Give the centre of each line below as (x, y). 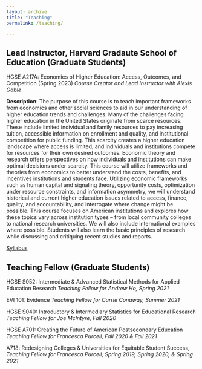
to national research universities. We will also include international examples (101, 224)
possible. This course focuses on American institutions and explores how (97, 211)
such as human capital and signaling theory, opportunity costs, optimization (101, 185)
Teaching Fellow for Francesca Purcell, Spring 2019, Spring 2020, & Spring (100, 354)
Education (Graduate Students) (66, 62)
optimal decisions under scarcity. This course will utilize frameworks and (97, 166)
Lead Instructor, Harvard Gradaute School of (92, 53)
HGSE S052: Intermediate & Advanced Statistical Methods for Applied (93, 282)
